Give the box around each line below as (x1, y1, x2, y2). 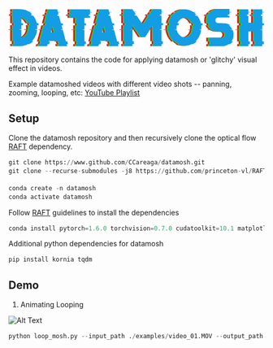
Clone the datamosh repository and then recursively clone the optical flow (8, 133, 257, 143)
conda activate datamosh (8, 193, 93, 201)
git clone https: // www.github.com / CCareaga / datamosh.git (8, 159, 206, 167)
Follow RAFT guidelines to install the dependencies (8, 207, 180, 217)
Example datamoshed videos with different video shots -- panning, (8, 79, 232, 89)
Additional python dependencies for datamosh (8, 239, 164, 249)
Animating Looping (19, 300, 84, 310)
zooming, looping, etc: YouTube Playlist (8, 88, 141, 98)
